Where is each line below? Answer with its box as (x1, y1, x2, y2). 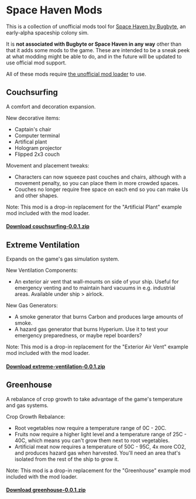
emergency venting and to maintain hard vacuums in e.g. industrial (14, 285, 176, 292)
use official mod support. (6, 59, 67, 66)
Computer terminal (14, 132, 60, 139)
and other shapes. (14, 192, 59, 199)
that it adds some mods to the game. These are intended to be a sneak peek (6, 46, 190, 53)
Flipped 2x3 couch (14, 151, 60, 158)
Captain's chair (14, 125, 51, 132)
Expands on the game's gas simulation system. (6, 255, 120, 262)
